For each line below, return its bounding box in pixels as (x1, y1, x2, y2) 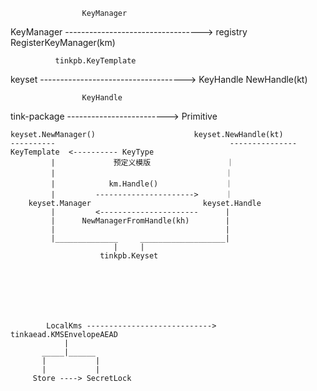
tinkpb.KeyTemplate (54, 56, 137, 66)
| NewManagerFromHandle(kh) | (50, 216, 230, 226)
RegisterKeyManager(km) (10, 37, 116, 48)
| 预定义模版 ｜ (50, 158, 235, 168)
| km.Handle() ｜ (50, 179, 233, 189)
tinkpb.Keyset (99, 251, 159, 261)
